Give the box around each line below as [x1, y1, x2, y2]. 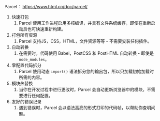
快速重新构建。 [35, 26, 66, 32]
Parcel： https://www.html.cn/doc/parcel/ [4, 4, 88, 9]
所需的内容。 [18, 75, 44, 80]
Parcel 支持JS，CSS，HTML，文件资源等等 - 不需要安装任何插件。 [18, 38, 152, 44]
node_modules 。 [18, 57, 49, 62]
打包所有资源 [11, 32, 37, 38]
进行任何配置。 [23, 93, 53, 98]
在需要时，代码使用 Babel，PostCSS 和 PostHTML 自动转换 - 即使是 [18, 50, 154, 56]
